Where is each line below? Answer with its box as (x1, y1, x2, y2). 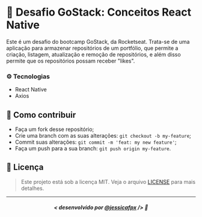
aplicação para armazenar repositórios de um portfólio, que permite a (6, 44, 179, 52)
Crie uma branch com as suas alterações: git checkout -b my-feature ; (14, 132, 191, 139)
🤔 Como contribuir (6, 109, 76, 120)
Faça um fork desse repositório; (14, 126, 94, 133)
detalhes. (20, 185, 44, 192)
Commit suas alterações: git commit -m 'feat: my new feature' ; (14, 138, 177, 146)
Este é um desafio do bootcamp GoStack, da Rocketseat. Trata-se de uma (6, 38, 190, 45)
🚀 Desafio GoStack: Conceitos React (6, 5, 191, 19)
